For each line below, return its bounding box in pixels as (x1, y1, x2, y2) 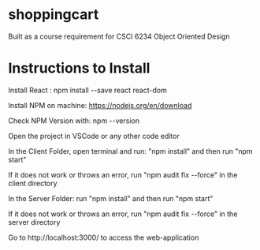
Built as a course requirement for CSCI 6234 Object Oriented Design (8, 32, 230, 41)
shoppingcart (8, 6, 99, 24)
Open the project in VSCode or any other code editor (8, 131, 180, 140)
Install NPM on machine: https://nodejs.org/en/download (8, 100, 192, 110)
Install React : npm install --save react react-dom (8, 85, 167, 95)
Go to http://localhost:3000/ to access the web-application (8, 233, 199, 242)
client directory (8, 178, 58, 188)
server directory (8, 217, 61, 226)
